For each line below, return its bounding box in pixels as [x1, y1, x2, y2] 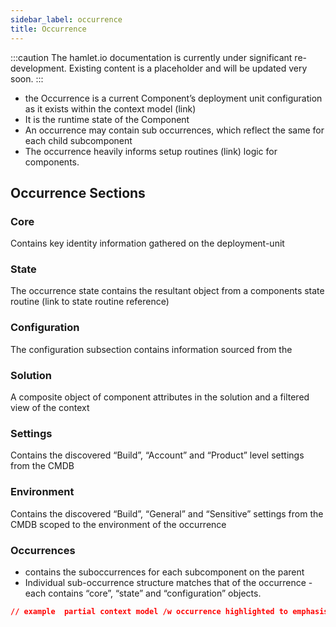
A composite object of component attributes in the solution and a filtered [10, 391, 310, 403]
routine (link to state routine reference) [10, 296, 170, 308]
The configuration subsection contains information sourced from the [10, 343, 293, 355]
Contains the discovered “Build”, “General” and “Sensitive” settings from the [10, 507, 324, 520]
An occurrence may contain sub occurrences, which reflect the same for [24, 124, 325, 136]
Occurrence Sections [10, 184, 146, 201]
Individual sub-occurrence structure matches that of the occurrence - [24, 576, 313, 588]
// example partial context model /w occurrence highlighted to [10, 606, 289, 616]
